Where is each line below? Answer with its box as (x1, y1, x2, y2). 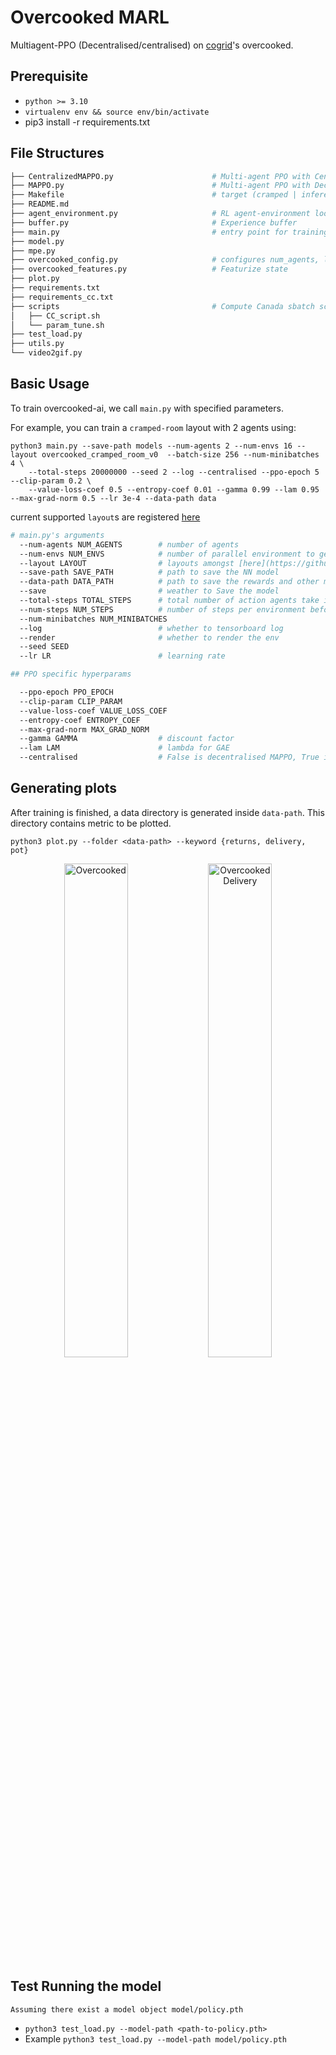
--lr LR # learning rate (19, 651, 226, 661)
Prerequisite (10, 68, 89, 85)
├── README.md (10, 199, 70, 210)
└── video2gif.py (10, 348, 83, 358)
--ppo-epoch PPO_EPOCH (19, 687, 114, 697)
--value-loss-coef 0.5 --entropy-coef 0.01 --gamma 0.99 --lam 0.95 (28, 484, 320, 495)
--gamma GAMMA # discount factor (19, 734, 235, 744)
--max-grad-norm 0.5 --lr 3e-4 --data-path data (10, 493, 217, 503)
